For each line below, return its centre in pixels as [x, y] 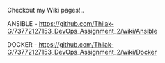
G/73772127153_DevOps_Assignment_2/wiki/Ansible [82, 31]
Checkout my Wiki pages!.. [46, 10]
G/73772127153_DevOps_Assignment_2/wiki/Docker [82, 52]
